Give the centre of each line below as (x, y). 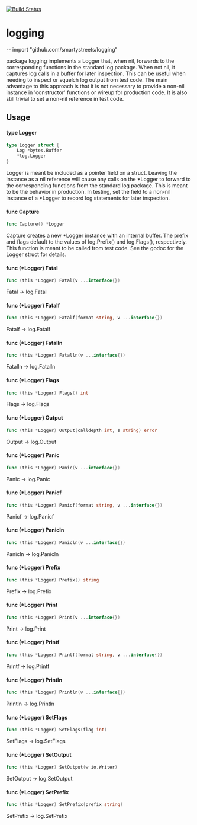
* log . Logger (31, 156)
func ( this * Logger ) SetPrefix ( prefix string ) (64, 805)
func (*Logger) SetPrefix (38, 792)
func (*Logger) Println (34, 680)
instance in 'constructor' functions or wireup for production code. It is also (97, 92)
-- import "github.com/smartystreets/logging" (62, 49)
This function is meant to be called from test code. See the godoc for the (95, 248)
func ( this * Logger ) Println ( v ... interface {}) (66, 693)
